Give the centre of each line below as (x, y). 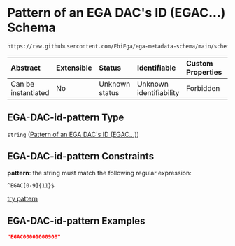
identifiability (158, 92)
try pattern (23, 199)
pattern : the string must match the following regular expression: (99, 173)
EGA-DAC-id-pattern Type (66, 118)
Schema (31, 28)
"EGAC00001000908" (34, 237)
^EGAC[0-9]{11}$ (31, 186)
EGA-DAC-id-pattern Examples (76, 220)
